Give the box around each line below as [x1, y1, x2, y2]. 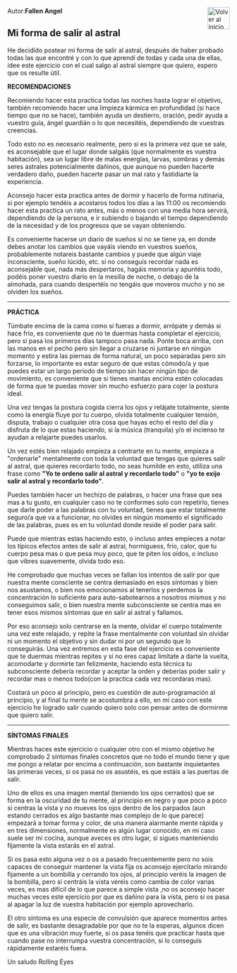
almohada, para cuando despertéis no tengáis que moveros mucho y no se [7, 280, 225, 288]
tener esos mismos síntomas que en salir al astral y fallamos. [7, 608, 184, 616]
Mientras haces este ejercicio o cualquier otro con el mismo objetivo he [7, 744, 215, 753]
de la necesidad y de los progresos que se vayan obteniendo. [7, 221, 187, 229]
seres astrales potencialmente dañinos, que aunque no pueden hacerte [7, 162, 215, 171]
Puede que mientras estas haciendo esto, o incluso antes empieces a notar [7, 534, 226, 543]
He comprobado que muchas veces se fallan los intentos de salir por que [7, 570, 220, 579]
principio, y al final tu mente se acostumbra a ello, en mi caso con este [7, 696, 212, 704]
